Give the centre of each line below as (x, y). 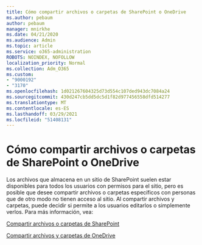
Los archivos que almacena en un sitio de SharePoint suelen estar (89, 180)
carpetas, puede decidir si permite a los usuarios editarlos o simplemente (98, 205)
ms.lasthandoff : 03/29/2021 (42, 114)
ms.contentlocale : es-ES (38, 108)
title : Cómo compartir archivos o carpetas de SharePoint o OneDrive (96, 12)
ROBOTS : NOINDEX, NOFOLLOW (40, 57)
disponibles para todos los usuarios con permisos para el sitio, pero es (95, 186)
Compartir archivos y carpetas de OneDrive (61, 236)
